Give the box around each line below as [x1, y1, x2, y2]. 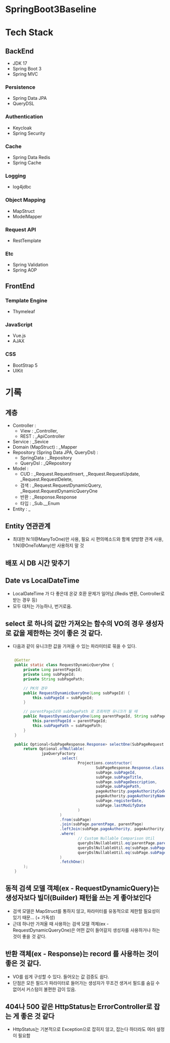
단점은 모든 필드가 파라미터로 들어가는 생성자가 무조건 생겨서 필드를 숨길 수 [12, 980, 160, 986]
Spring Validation [12, 262, 49, 268]
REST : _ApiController [20, 433, 65, 439]
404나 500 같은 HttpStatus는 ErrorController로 [5, 1002, 153, 1011]
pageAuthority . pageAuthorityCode [96, 789, 166, 794]
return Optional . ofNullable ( [23, 746, 85, 752]
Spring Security [12, 130, 46, 136]
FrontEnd [5, 282, 35, 290]
